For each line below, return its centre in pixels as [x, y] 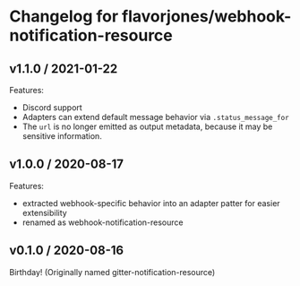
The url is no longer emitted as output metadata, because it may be [147, 126]
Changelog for [64, 17]
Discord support [52, 108]
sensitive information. [62, 136]
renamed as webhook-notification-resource [103, 222]
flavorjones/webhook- [207, 17]
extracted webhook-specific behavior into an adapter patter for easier [151, 203]
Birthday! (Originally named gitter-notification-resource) [112, 272]
